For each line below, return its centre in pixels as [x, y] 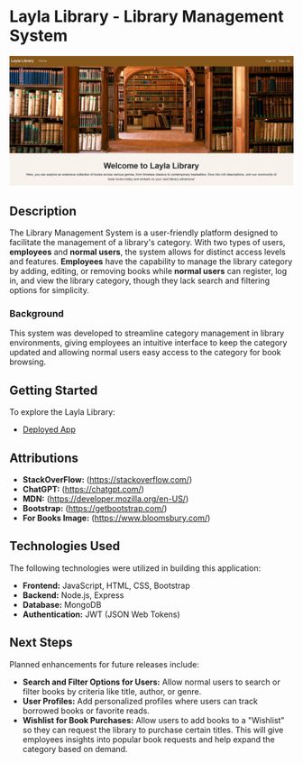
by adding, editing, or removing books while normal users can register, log [148, 271]
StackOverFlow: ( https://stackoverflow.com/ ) [107, 480]
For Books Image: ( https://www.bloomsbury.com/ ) [116, 518]
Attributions [44, 458]
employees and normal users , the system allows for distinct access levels [147, 252]
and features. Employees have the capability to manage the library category [151, 262]
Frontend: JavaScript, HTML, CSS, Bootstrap [106, 585]
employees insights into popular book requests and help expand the [148, 739]
